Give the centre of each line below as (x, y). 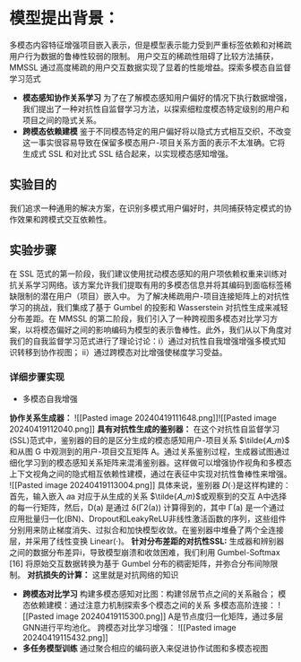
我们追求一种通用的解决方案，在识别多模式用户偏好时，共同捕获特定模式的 (146, 208)
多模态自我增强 (50, 398)
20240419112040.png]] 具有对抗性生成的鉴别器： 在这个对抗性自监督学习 (145, 429)
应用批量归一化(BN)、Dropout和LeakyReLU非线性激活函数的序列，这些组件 (148, 518)
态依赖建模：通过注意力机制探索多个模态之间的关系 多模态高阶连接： (149, 605)
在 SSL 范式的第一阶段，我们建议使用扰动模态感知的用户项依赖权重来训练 (144, 274)
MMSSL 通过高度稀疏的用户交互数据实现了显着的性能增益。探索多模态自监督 (150, 67)
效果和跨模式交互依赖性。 (64, 219)
